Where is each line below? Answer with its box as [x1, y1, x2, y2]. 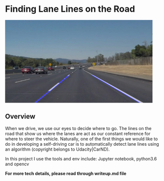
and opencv [5, 161, 29, 167]
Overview [5, 112, 36, 121]
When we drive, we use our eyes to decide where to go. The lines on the [5, 125, 152, 131]
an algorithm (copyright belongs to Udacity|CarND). [5, 146, 110, 152]
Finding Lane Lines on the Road [5, 3, 135, 15]
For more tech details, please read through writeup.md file [5, 170, 127, 176]
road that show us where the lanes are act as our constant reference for [5, 130, 151, 136]
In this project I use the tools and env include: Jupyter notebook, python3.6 [5, 155, 157, 161]
